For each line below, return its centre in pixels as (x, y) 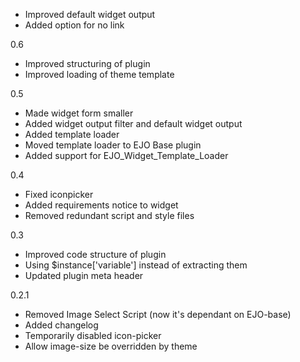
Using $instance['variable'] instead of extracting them (136, 265)
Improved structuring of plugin (87, 63)
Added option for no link (74, 25)
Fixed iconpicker (59, 194)
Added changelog (61, 325)
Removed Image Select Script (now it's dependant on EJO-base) (158, 314)
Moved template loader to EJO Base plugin (113, 145)
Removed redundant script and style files (109, 215)
